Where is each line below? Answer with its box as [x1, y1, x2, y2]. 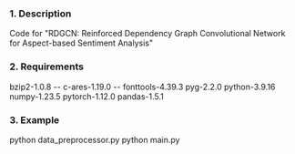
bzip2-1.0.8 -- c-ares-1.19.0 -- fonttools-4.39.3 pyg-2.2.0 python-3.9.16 [9, 81, 276, 92]
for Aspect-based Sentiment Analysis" [9, 37, 153, 48]
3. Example [9, 113, 60, 126]
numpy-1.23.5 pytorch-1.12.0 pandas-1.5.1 [9, 90, 164, 102]
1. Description [9, 7, 72, 20]
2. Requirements [9, 60, 85, 73]
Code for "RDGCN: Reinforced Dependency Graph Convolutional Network [9, 28, 286, 39]
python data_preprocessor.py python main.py [9, 134, 180, 145]
